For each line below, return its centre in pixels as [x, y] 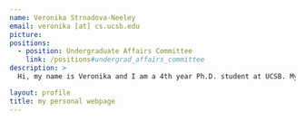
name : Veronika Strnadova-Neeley [73, 18]
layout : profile [40, 92]
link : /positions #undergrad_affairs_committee [115, 60]
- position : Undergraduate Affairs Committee [105, 51]
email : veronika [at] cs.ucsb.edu [75, 26]
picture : [26, 34]
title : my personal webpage [63, 101]
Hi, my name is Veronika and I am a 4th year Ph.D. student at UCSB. [152, 77]
